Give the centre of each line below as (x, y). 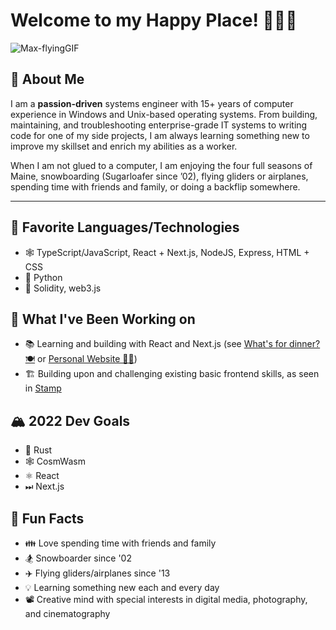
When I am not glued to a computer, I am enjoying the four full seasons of (161, 165)
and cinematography (67, 613)
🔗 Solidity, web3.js (63, 288)
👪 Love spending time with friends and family (120, 543)
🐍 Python (43, 277)
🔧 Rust (38, 450)
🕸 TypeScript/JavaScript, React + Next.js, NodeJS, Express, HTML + (167, 252)
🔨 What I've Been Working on (103, 319)
